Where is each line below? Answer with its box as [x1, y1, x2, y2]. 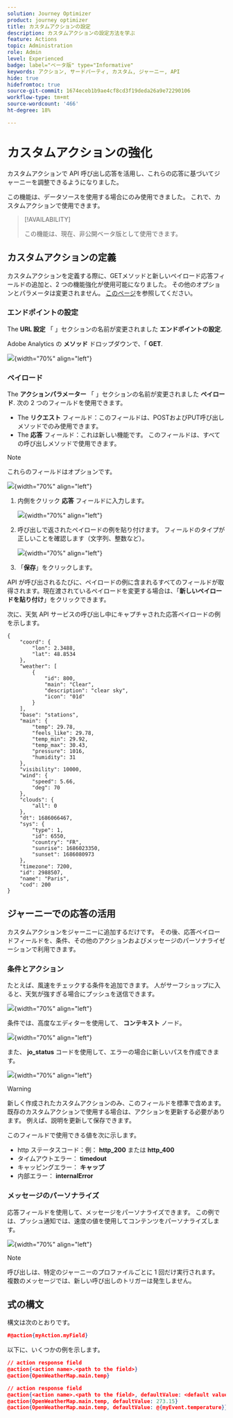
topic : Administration [7, 42, 73, 49]
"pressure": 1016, [32, 748, 85, 755]
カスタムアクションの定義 [7, 252, 116, 263]
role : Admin [7, 49, 42, 56]
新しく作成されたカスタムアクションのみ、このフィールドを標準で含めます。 [7, 1099, 225, 1107]
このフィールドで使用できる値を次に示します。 [7, 1131, 141, 1139]
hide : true [7, 74, 39, 82]
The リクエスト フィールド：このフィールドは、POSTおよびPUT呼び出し [17, 413, 225, 422]
